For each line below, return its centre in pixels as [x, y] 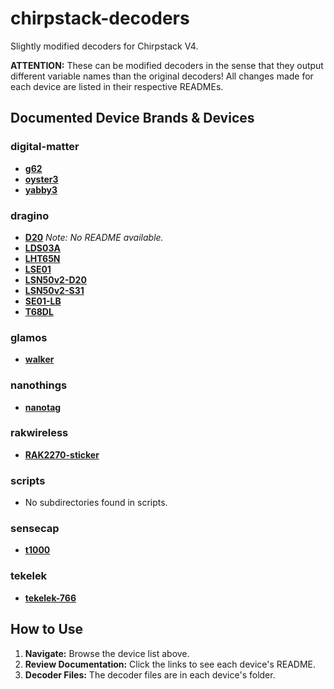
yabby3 [41, 189]
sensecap [35, 529]
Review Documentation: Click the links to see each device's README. [170, 664]
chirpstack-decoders [100, 18]
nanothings [39, 385]
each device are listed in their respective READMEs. [117, 86]
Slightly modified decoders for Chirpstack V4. [104, 46]
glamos [29, 337]
